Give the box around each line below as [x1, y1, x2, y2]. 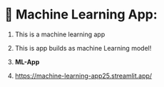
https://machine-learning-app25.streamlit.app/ [14, 71, 153, 80]
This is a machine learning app [14, 30, 106, 39]
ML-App [14, 57, 40, 66]
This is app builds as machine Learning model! [14, 43, 152, 52]
